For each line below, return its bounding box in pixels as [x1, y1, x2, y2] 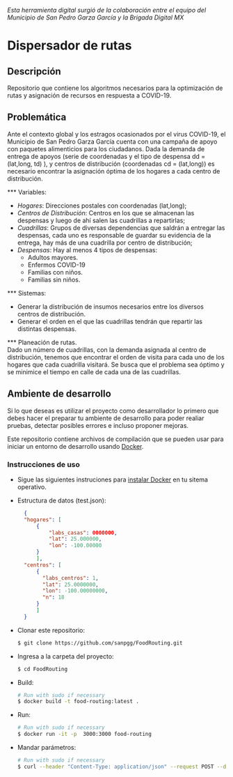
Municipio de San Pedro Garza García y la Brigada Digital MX [7, 13, 184, 22]
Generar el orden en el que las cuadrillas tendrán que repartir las [17, 317, 203, 325]
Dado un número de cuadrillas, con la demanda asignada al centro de [7, 345, 207, 354]
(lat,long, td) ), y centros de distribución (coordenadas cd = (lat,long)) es [7, 160, 215, 168]
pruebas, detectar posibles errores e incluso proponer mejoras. [7, 421, 189, 429]
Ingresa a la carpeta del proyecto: [17, 652, 114, 661]
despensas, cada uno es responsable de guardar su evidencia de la [17, 231, 211, 239]
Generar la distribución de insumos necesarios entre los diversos [17, 302, 204, 311]
